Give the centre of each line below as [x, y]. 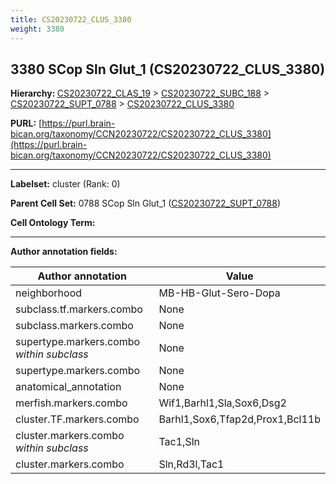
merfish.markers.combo [71, 403]
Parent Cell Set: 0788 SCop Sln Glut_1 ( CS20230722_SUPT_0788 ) [146, 203]
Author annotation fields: [64, 252]
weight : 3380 [37, 29]
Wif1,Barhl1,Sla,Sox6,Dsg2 [222, 403]
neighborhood [49, 293]
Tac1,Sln [179, 442]
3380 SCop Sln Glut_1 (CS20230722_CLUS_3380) [168, 69]
